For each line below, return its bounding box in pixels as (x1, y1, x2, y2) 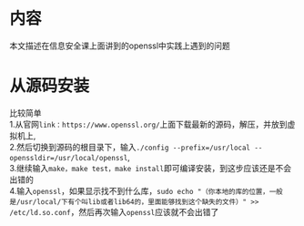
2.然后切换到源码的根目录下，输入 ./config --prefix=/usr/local (9, 141, 251, 152)
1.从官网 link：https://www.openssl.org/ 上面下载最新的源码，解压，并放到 (9, 118, 289, 129)
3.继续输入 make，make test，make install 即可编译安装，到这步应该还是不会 (9, 162, 292, 173)
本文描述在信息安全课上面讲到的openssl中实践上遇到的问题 (9, 40, 230, 51)
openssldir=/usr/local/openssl (9, 153, 128, 162)
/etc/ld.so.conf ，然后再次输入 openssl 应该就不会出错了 (9, 206, 219, 217)
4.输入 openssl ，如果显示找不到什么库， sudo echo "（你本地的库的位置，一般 (9, 185, 284, 196)
